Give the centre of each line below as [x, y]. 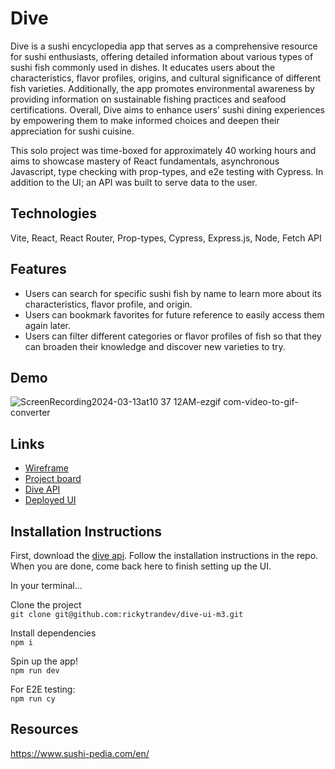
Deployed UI [50, 500]
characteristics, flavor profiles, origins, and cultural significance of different [166, 78]
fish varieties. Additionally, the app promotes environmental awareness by [162, 88]
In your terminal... [46, 585]
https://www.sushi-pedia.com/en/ [80, 753]
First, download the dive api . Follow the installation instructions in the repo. [164, 555]
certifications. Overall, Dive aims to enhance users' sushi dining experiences [167, 109]
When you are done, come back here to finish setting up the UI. [141, 566]
